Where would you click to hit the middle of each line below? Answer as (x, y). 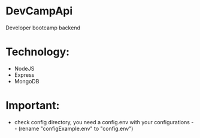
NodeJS (24, 68)
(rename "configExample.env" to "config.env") (76, 128)
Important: (33, 106)
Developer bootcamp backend (43, 28)
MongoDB (27, 81)
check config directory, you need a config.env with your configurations (102, 122)
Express (24, 75)
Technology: (38, 52)
